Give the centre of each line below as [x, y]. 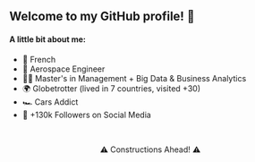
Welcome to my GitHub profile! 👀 [102, 17]
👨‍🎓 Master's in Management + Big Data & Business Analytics [134, 78]
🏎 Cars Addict [50, 102]
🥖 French [39, 59]
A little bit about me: [48, 39]
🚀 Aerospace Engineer [64, 69]
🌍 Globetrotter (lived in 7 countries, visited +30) [111, 88]
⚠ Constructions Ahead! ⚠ [150, 149]
